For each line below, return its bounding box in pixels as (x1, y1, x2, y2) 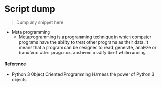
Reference (4, 61, 26, 67)
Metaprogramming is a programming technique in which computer (18, 34, 152, 40)
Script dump (4, 3, 55, 15)
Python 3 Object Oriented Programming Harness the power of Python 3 (11, 71, 155, 77)
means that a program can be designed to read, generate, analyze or (18, 44, 157, 50)
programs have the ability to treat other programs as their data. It (18, 39, 149, 45)
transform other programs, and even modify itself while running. (18, 50, 147, 55)
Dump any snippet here (16, 19, 64, 25)
